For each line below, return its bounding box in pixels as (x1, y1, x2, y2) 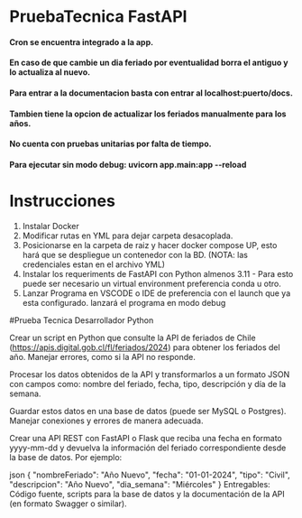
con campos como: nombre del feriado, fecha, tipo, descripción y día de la (9, 378, 287, 389)
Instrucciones (9, 190, 115, 211)
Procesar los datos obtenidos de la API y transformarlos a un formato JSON (9, 368, 290, 380)
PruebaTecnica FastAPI (9, 6, 188, 27)
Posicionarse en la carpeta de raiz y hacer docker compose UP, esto (22, 239, 278, 250)
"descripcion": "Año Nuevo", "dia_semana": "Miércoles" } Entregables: (9, 478, 270, 489)
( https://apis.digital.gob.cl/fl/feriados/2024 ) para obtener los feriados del (9, 341, 281, 353)
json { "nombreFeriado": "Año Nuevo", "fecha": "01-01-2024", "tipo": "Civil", (9, 469, 290, 480)
